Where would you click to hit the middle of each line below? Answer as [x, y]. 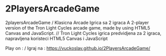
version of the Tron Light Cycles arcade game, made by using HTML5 [78, 27]
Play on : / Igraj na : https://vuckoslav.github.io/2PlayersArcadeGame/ [78, 48]
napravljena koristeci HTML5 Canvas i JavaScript [56, 38]
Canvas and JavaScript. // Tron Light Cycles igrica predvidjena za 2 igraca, [84, 33]
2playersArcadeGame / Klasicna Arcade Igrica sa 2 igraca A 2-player [77, 22]
